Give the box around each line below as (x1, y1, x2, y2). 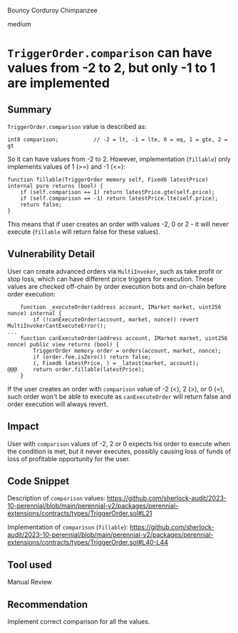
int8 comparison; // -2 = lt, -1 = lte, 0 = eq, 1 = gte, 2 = (7, 136, 228, 143)
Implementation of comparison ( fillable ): (7, 523, 128, 532)
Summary (7, 103, 52, 115)
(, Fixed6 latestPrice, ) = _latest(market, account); (33, 359, 200, 366)
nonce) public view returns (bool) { (7, 341, 120, 348)
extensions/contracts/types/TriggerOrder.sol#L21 (7, 509, 152, 518)
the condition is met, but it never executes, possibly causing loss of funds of (7, 447, 232, 456)
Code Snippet (7, 475, 70, 488)
